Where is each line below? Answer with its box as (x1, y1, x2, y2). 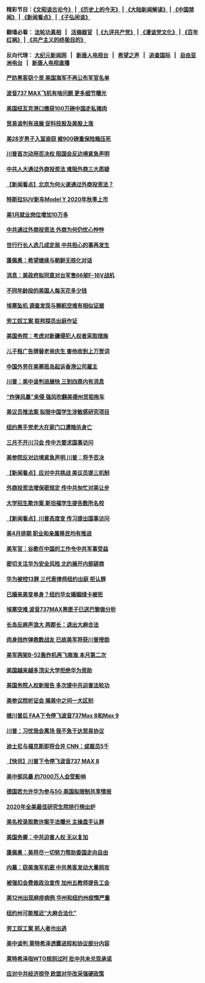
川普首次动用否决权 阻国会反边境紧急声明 (6, 150, 110, 158)
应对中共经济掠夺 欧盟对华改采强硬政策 (6, 970, 105, 977)
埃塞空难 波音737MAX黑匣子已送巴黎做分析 (6, 606, 116, 613)
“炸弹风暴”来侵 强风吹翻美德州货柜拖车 (6, 393, 105, 400)
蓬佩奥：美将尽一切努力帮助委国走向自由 (6, 849, 108, 856)
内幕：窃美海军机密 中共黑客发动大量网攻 (6, 864, 110, 871)
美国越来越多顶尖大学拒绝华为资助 (6, 666, 92, 674)
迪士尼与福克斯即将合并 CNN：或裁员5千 (6, 742, 109, 750)
